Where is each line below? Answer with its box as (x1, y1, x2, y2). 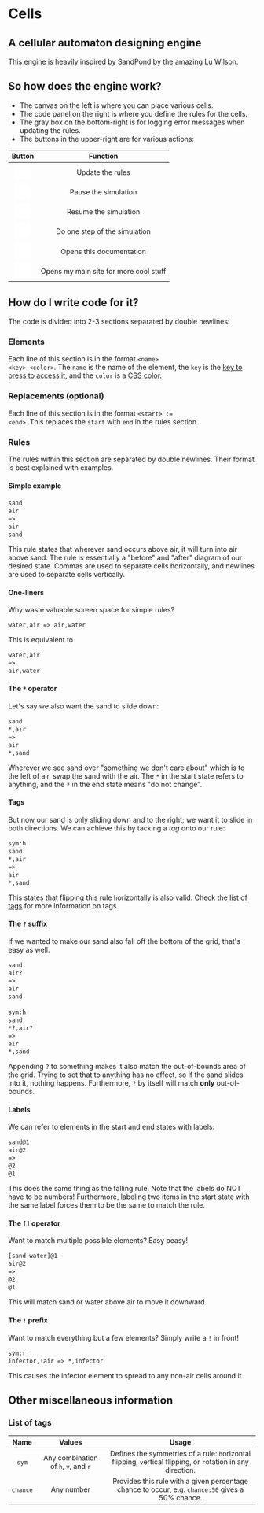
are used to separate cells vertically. (8, 570, 126, 579)
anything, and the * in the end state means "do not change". (8, 779, 203, 789)
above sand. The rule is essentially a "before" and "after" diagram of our (8, 553, 243, 563)
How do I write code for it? (8, 296, 139, 309)
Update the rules (76, 167, 131, 177)
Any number (50, 1485, 91, 1494)
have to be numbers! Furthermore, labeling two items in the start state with (8, 1192, 250, 1201)
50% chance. (158, 1493, 203, 1503)
